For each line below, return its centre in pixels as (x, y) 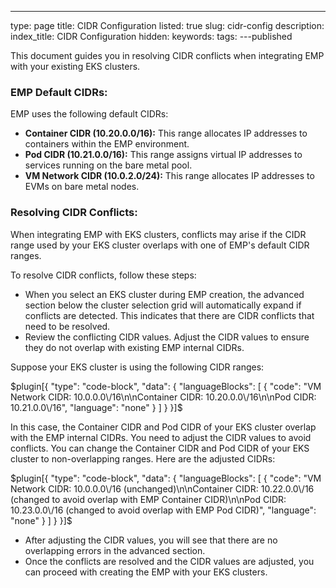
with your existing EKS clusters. (75, 66)
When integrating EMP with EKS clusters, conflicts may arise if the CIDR (158, 234)
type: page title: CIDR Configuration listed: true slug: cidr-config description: (167, 25)
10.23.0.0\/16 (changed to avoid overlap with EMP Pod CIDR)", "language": (163, 510)
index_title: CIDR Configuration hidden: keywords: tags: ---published (151, 36)
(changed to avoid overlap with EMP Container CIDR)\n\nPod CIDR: (148, 499)
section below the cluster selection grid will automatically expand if (163, 305)
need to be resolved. (67, 326)
